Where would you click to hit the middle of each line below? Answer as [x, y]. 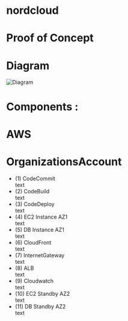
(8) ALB [24, 268]
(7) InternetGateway [40, 255]
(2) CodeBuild [32, 191]
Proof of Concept [50, 38]
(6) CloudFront [33, 242]
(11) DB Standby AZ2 [40, 306]
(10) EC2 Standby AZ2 [42, 293]
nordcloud [32, 11]
